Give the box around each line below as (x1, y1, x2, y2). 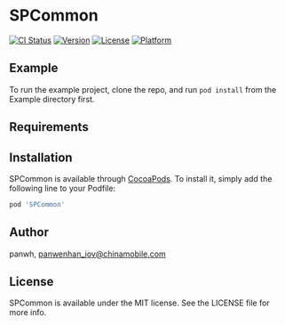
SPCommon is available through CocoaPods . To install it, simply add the (9, 173, 273, 183)
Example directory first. (9, 93, 95, 104)
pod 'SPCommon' (9, 199, 66, 209)
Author (9, 224, 49, 240)
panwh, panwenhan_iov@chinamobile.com (9, 248, 166, 259)
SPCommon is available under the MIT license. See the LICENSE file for (9, 297, 270, 308)
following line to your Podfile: (9, 183, 116, 193)
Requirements (9, 119, 89, 134)
